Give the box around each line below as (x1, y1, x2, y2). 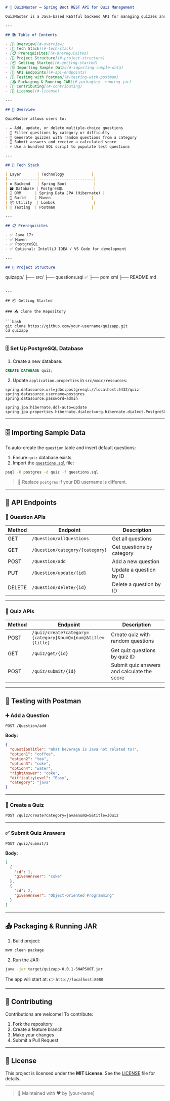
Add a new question (112, 558, 159, 565)
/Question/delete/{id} (32, 585, 87, 590)
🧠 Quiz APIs (5, 608, 34, 615)
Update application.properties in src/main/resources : (12, 378, 127, 384)
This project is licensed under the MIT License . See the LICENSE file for (5, 1070, 155, 1076)
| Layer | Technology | (5, 172, 94, 177)
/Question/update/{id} (32, 570, 87, 576)
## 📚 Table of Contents (5, 32, 57, 38)
